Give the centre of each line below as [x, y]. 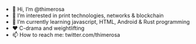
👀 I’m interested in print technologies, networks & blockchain [88, 15]
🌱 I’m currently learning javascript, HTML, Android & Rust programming [101, 22]
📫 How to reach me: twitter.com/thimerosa [66, 35]
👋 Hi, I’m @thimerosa [38, 9]
